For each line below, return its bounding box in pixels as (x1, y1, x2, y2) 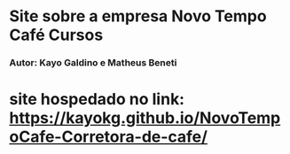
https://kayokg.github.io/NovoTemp (9, 108, 281, 128)
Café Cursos (9, 25, 104, 45)
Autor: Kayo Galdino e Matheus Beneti (9, 57, 177, 69)
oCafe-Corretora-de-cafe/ (9, 127, 208, 147)
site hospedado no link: (9, 89, 184, 110)
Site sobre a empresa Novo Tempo (9, 6, 268, 27)
